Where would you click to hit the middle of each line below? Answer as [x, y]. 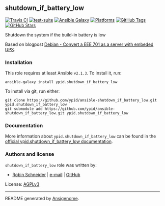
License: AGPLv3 [22, 184]
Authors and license [30, 154]
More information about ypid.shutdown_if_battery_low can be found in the [81, 136]
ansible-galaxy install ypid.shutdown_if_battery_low [61, 82]
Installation [19, 62]
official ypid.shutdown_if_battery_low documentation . [59, 141]
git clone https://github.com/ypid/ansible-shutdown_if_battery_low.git [81, 101]
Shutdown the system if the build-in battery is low [55, 34]
